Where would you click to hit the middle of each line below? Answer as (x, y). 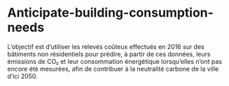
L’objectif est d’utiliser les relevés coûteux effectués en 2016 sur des (106, 46)
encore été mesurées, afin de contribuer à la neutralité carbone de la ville (113, 69)
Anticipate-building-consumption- (110, 13)
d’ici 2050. (23, 76)
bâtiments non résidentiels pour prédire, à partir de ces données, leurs (109, 54)
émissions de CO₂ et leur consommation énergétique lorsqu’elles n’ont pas (115, 61)
